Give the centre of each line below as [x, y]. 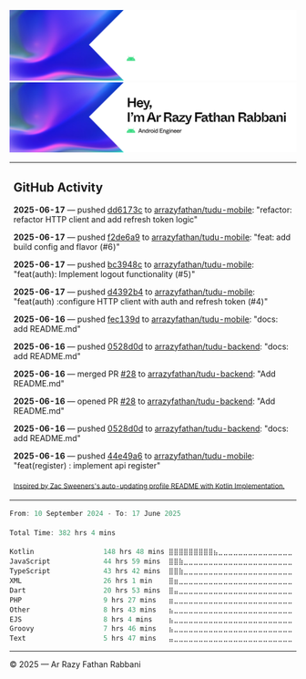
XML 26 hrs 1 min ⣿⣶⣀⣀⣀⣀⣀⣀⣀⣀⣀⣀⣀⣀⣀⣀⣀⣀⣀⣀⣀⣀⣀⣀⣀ [151, 581]
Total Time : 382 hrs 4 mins [63, 533]
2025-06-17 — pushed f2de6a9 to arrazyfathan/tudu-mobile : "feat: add [152, 237]
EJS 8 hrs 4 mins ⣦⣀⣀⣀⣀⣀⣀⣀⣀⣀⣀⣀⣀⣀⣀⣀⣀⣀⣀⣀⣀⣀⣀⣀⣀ [151, 619]
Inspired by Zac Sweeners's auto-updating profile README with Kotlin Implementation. [149, 486]
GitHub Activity [58, 188]
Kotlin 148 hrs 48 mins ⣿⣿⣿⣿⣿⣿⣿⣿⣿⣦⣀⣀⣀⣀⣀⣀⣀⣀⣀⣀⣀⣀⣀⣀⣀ [151, 552]
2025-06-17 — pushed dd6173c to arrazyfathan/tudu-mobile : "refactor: [153, 210]
